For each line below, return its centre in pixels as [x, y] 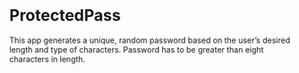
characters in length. [47, 59]
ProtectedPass [65, 16]
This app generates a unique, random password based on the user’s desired [150, 40]
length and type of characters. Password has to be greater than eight [137, 49]
